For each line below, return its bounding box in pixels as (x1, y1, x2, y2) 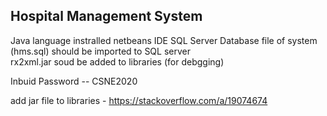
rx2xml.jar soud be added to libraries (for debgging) (10, 55, 225, 68)
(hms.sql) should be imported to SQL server (10, 45, 191, 57)
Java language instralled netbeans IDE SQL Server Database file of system (10, 34, 318, 46)
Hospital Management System (10, 8, 203, 25)
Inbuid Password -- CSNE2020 (10, 75, 138, 87)
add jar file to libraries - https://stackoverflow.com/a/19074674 (10, 94, 268, 106)
